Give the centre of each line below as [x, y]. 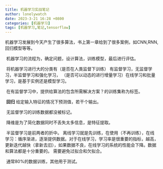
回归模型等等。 [20, 48]
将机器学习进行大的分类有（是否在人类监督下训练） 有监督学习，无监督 [77, 69]
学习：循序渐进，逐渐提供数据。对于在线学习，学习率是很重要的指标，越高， [82, 139]
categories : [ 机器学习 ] [27, 23]
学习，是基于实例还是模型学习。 [37, 81]
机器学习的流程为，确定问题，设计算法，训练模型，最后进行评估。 [72, 58]
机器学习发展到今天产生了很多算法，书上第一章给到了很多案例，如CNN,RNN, [82, 42]
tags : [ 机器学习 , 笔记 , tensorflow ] [38, 28]
